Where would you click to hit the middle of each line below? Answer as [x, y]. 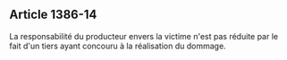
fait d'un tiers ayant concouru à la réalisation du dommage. [118, 46]
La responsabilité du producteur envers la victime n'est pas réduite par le [144, 36]
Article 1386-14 [53, 15]
